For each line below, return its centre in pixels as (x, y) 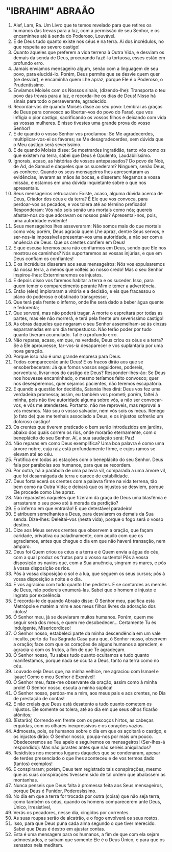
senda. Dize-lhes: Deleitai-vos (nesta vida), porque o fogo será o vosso (88, 519)
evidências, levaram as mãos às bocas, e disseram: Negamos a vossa (87, 177)
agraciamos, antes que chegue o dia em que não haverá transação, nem (89, 541)
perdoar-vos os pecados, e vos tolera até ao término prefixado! (80, 204)
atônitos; (22, 715)
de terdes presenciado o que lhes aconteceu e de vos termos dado (84, 758)
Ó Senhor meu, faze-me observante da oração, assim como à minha (85, 682)
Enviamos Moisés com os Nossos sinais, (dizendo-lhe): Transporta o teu (89, 90)
